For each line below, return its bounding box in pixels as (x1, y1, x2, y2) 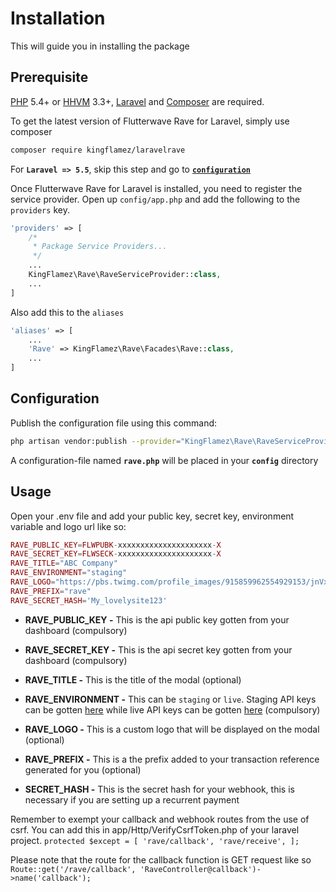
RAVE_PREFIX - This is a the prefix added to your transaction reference (24, 753, 320, 765)
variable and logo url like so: (10, 520, 127, 532)
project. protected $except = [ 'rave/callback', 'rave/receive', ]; (10, 834, 300, 846)
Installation (10, 7, 106, 30)
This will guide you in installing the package (10, 40, 190, 52)
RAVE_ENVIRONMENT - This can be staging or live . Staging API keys (24, 693, 317, 705)
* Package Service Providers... (32, 242, 168, 252)
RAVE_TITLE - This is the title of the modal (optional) (24, 673, 242, 686)
